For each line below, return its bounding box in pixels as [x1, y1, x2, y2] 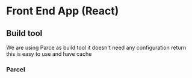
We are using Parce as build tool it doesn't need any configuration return [6, 44, 187, 51]
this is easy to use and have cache [6, 50, 92, 58]
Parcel [6, 65, 25, 73]
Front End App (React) [6, 4, 119, 18]
